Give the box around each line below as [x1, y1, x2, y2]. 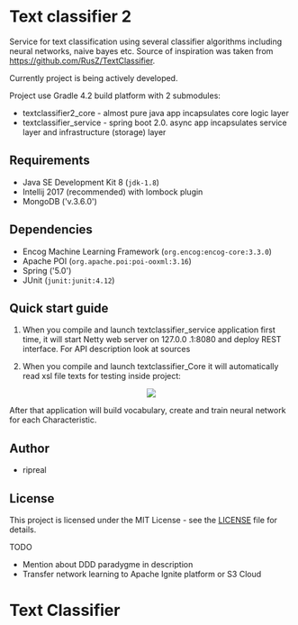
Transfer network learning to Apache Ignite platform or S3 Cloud [22, 569, 262, 579]
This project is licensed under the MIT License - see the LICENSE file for [9, 515, 277, 525]
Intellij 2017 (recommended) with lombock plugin [22, 186, 203, 197]
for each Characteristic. [9, 414, 97, 425]
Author [9, 440, 50, 456]
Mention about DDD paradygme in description [22, 559, 194, 569]
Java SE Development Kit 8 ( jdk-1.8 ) [22, 177, 160, 187]
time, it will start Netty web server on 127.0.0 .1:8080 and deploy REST [22, 334, 282, 345]
